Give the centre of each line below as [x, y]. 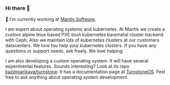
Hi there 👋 [18, 8]
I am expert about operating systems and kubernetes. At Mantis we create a [85, 29]
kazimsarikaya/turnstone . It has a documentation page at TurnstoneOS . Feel [85, 72]
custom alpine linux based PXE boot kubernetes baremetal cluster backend [84, 35]
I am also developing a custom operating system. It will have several [77, 61]
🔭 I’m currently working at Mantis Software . [51, 19]
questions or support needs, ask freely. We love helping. [65, 51]
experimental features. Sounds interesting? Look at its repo [67, 67]
